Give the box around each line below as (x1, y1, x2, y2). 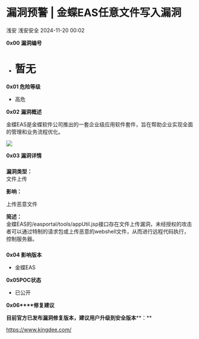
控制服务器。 (6, 235, 37, 242)
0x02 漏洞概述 (6, 108, 42, 115)
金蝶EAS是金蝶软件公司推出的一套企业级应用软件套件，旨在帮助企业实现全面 (6, 120, 194, 128)
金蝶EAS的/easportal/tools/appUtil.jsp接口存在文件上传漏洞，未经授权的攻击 (6, 220, 192, 228)
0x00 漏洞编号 (6, 39, 42, 46)
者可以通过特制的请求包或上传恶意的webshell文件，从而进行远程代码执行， (6, 228, 189, 235)
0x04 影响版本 (6, 251, 42, 258)
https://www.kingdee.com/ (6, 326, 72, 333)
